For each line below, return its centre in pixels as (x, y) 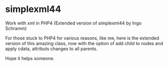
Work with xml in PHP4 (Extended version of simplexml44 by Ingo (73, 23)
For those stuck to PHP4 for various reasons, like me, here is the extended (82, 38)
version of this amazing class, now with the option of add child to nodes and (84, 43)
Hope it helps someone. (30, 58)
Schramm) (16, 28)
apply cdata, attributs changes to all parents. (52, 48)
